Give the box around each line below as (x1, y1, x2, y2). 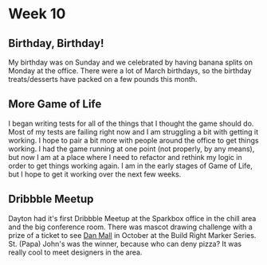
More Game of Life (8, 97, 102, 111)
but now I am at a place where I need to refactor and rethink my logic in (8, 152, 242, 162)
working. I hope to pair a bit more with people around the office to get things (8, 135, 259, 145)
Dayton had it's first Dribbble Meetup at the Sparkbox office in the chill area (8, 213, 257, 223)
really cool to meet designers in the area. (8, 247, 143, 257)
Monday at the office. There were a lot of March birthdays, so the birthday (8, 66, 252, 76)
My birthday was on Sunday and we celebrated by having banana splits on (8, 57, 253, 67)
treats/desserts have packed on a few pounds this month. (8, 75, 198, 84)
